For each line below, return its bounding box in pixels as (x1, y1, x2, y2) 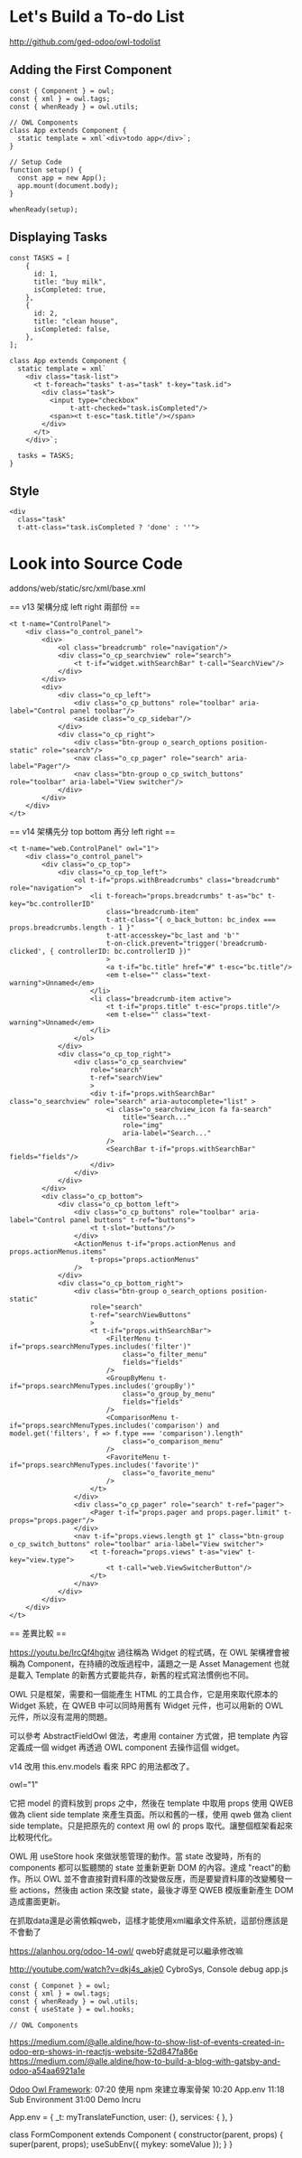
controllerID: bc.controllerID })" (57, 947, 192, 957)
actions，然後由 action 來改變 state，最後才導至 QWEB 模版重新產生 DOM (19, 1885, 294, 1896)
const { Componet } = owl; (9, 1981, 111, 1991)
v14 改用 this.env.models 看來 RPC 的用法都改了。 (9, 1761, 195, 1772)
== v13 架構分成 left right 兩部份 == (9, 602, 141, 612)
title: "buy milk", (32, 277, 106, 286)
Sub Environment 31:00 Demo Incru (9, 2094, 142, 2106)
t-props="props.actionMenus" (89, 1256, 200, 1265)
